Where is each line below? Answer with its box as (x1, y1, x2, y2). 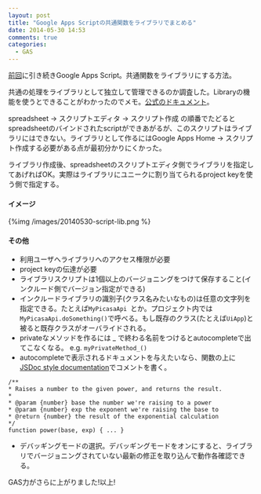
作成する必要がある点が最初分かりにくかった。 (14, 143, 166, 152)
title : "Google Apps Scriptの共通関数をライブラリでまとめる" (8, 19, 197, 27)
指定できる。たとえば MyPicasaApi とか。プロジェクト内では (19, 304, 213, 313)
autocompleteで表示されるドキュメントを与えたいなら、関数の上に (19, 353, 237, 362)
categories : (8, 41, 47, 49)
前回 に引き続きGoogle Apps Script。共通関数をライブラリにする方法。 (8, 71, 237, 79)
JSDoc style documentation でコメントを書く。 (19, 363, 171, 372)
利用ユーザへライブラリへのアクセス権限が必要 (19, 254, 171, 264)
